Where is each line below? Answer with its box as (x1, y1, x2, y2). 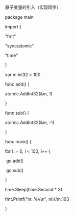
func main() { (5, 139, 32, 144)
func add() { (5, 81, 29, 87)
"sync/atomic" (5, 43, 34, 48)
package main (5, 14, 34, 20)
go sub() (6, 168, 24, 173)
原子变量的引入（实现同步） (5, 4, 61, 10)
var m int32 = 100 (5, 72, 41, 78)
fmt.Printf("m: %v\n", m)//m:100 (5, 196, 70, 202)
